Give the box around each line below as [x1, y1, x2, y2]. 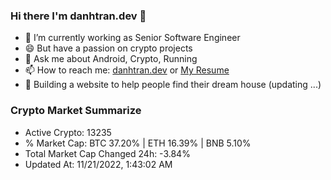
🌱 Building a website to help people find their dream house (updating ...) [24, 79, 322, 91]
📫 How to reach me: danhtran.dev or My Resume [24, 64, 230, 76]
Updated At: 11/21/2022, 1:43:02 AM [24, 158, 173, 170]
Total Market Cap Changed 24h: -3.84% [24, 147, 191, 159]
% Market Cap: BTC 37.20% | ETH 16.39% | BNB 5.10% [24, 137, 252, 149]
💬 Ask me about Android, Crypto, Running [24, 53, 198, 65]
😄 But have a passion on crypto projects [24, 42, 193, 54]
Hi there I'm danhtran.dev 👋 [10, 9, 147, 23]
